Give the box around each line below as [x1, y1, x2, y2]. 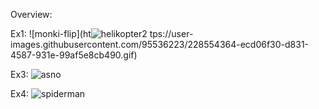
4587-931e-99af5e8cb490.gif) [10, 49, 138, 61]
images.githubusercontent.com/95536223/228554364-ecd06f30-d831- [10, 39, 310, 50]
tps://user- [149, 28, 194, 39]
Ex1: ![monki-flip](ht [10, 28, 92, 39]
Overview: [10, 9, 53, 20]
